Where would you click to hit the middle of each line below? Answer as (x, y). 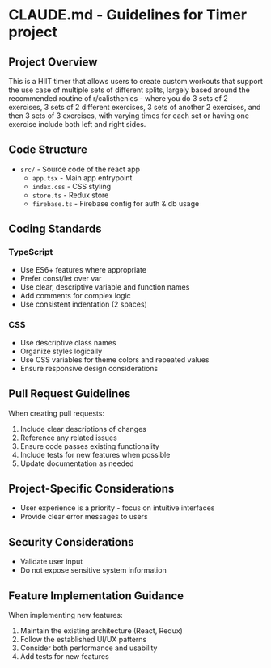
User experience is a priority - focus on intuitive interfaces (117, 508)
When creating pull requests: (57, 413)
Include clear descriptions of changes (83, 429)
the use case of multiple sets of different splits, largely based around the (129, 90)
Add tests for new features (64, 657)
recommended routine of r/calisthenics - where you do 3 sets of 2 (118, 98)
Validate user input (51, 562)
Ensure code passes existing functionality (89, 446)
